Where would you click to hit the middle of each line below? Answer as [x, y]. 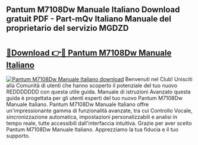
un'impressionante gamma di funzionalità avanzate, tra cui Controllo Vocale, [99, 111]
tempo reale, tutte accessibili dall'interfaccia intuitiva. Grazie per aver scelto [99, 123]
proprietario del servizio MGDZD [67, 28]
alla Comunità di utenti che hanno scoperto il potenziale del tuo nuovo [92, 86]
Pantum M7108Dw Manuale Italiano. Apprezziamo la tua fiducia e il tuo [92, 129]
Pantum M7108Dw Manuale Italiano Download [93, 10]
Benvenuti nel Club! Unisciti [159, 79]
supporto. [18, 136]
